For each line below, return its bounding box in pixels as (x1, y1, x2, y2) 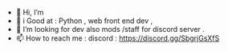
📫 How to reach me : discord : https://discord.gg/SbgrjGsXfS (15, 33, 220, 43)
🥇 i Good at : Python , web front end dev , (15, 16, 153, 25)
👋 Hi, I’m (15, 8, 44, 17)
